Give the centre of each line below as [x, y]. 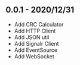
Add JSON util [32, 37]
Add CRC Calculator [39, 24]
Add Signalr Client [36, 43]
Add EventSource [36, 50]
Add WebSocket [34, 56]
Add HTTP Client [35, 31]
